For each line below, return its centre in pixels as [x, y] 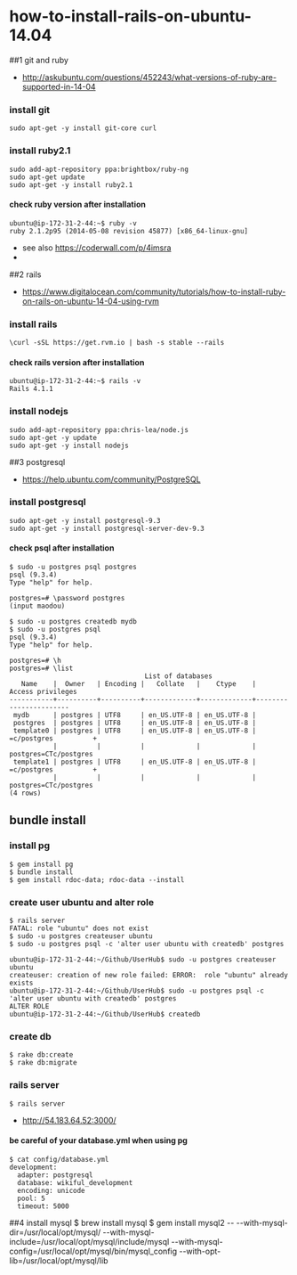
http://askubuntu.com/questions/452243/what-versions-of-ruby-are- [149, 77]
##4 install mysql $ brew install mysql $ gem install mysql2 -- [122, 1222]
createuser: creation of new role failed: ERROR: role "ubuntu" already [149, 976]
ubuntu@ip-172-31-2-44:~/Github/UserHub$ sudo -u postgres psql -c [137, 991]
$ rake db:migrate [43, 1063]
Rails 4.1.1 [31, 389]
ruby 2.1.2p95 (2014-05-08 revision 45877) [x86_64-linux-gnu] [129, 231]
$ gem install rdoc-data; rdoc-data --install [97, 879]
